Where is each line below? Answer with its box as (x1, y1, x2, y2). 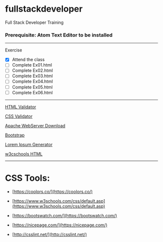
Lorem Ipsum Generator (5, 141, 53, 147)
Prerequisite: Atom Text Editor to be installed (5, 32, 113, 38)
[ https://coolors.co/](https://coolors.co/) (12, 189, 93, 194)
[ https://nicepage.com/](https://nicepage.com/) (12, 222, 108, 228)
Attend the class (12, 57, 45, 63)
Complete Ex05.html (12, 84, 53, 90)
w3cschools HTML (5, 151, 43, 156)
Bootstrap (5, 132, 25, 138)
